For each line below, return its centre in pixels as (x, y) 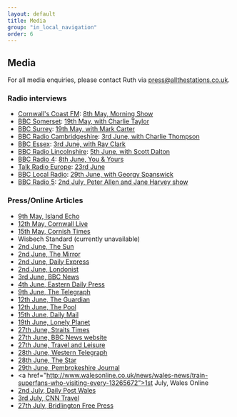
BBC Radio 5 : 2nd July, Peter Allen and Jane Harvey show (103, 182)
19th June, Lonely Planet (54, 322)
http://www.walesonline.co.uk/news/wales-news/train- (127, 375)
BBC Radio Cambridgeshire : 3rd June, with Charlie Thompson (109, 137)
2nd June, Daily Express (54, 262)
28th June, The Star (47, 360)
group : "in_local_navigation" (52, 27)
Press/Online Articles (45, 200)
